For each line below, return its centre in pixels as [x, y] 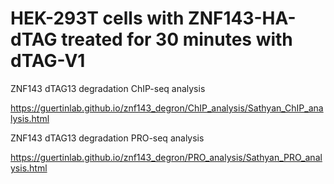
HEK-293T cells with [97, 18]
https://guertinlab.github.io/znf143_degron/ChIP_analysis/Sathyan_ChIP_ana [167, 108]
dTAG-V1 [48, 61]
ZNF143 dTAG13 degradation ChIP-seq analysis [108, 88]
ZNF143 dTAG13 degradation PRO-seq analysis [107, 138]
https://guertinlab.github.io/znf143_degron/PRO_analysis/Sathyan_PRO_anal [166, 157]
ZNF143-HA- [242, 18]
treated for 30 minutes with [177, 39]
